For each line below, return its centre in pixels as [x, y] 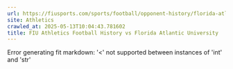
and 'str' [19, 60]
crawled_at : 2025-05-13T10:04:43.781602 [67, 26]
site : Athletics [31, 20]
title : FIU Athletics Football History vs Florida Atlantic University [113, 33]
